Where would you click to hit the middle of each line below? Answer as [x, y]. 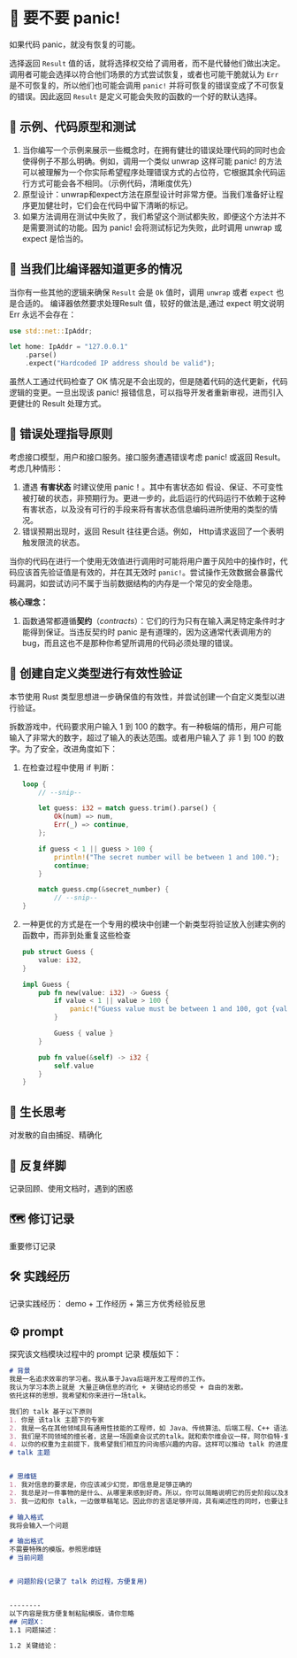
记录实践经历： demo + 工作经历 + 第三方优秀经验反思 [107, 1303]
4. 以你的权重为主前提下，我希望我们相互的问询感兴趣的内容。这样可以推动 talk [137, 1445]
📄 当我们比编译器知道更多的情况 [96, 270]
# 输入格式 [27, 1517]
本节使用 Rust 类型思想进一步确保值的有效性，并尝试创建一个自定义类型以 [144, 697]
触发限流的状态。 [53, 542]
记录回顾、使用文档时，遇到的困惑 [71, 1188]
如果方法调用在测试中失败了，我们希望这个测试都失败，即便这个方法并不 [153, 216]
